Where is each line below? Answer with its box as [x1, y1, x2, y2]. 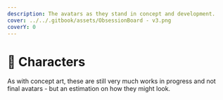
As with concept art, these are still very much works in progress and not [7, 77, 216, 85]
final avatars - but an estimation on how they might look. [7, 85, 171, 93]
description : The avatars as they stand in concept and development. [7, 10, 216, 18]
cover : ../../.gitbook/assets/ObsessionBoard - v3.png [7, 17, 172, 24]
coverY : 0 [7, 23, 37, 30]
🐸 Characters [7, 54, 86, 70]
